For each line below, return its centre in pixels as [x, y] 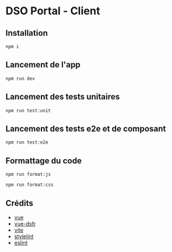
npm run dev [20, 79]
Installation [27, 33]
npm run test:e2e [27, 142]
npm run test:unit [28, 111]
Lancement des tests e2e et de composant [86, 129]
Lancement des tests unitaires [63, 97]
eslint [21, 243]
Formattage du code [44, 161]
